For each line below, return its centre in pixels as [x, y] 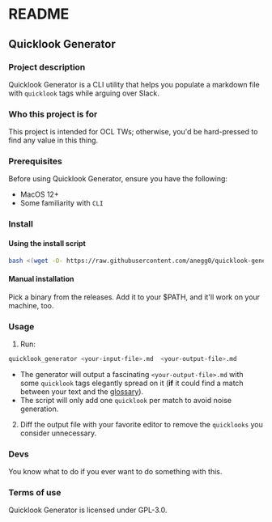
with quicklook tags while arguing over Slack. [84, 93]
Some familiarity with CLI [62, 203]
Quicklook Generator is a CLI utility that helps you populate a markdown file [134, 84]
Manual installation [41, 279]
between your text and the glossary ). [82, 391]
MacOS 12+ [39, 194]
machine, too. [31, 305]
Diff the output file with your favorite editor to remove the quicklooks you [141, 424]
